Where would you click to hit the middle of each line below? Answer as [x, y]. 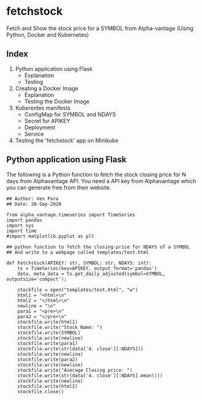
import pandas [24, 220]
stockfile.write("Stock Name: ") [60, 327]
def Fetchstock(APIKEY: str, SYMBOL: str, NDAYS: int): [79, 263]
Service [34, 134]
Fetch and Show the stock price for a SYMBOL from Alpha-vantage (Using [100, 28]
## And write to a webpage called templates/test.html [78, 252]
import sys [20, 225]
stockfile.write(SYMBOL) [49, 333]
